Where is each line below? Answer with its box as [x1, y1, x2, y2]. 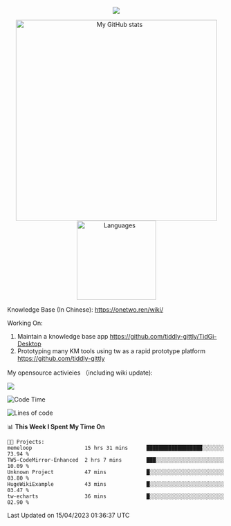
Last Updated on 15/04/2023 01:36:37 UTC [7, 511, 130, 519]
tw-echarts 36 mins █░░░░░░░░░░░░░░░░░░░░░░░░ [7, 493, 225, 500]
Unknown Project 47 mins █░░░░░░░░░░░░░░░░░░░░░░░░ [7, 469, 225, 476]
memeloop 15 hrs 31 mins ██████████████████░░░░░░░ [7, 444, 225, 451]
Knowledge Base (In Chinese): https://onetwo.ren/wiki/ [7, 306, 164, 314]
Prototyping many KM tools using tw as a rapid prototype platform [17, 347, 206, 355]
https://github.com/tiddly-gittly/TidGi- [109, 332, 217, 340]
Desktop [17, 339, 41, 348]
